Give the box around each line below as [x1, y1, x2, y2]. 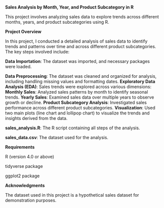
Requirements [5, 144, 35, 150]
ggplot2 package [5, 173, 40, 179]
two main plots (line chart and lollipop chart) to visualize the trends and [5, 110, 150, 116]
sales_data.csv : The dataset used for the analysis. [5, 135, 109, 140]
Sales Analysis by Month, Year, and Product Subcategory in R [5, 4, 134, 10]
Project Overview [5, 29, 42, 34]
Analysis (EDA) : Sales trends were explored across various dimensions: [5, 84, 152, 90]
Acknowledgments [5, 183, 45, 188]
